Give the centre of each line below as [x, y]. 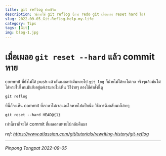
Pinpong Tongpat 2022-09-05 [36, 148]
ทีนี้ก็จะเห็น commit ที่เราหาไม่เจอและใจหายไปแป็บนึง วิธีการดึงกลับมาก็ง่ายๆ [67, 105]
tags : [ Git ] [17, 28]
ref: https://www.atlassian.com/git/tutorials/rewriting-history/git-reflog [77, 134]
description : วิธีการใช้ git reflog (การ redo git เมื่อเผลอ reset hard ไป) [75, 14]
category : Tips [21, 23]
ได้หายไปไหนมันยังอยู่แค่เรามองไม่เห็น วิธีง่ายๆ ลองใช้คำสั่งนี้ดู [54, 87]
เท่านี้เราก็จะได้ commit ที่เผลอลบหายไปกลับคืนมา [46, 124]
